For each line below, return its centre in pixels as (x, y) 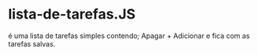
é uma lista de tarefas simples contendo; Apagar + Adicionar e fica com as (129, 36)
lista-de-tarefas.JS (72, 14)
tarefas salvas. (32, 43)
